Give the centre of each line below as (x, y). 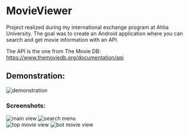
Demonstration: (36, 76)
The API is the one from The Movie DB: (53, 51)
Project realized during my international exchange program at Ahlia (87, 27)
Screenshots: (26, 106)
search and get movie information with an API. (62, 40)
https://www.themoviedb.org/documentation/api (65, 57)
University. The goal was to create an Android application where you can (94, 33)
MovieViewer (39, 11)
